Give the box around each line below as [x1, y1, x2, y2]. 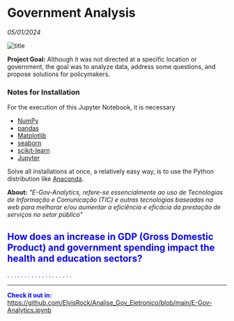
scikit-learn [17, 147, 50, 155]
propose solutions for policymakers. [7, 70, 110, 78]
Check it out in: [7, 291, 52, 299]
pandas [17, 124, 40, 133]
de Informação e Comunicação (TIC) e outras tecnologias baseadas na [7, 195, 214, 204]
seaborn [17, 139, 42, 147]
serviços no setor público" [7, 211, 84, 219]
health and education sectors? [7, 253, 143, 264]
